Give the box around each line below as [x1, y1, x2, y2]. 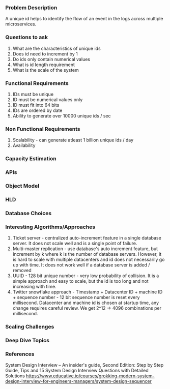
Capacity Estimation [5, 155, 57, 162]
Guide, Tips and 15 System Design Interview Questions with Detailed [5, 368, 149, 374]
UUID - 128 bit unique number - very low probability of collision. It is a [12, 273, 159, 279]
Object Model [5, 182, 40, 189]
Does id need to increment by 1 [12, 50, 78, 57]
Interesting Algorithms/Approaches [5, 223, 96, 230]
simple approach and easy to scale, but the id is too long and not [12, 278, 149, 284]
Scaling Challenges [5, 323, 54, 331]
